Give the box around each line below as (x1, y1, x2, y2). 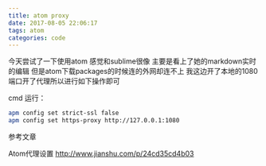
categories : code (8, 33, 66, 42)
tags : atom (8, 26, 45, 34)
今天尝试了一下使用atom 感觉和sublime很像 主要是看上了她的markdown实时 (8, 56, 256, 66)
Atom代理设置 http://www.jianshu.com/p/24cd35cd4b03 (8, 149, 194, 158)
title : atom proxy (8, 11, 69, 20)
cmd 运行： (8, 93, 46, 103)
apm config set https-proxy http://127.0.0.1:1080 (8, 117, 180, 125)
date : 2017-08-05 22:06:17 (8, 19, 98, 27)
